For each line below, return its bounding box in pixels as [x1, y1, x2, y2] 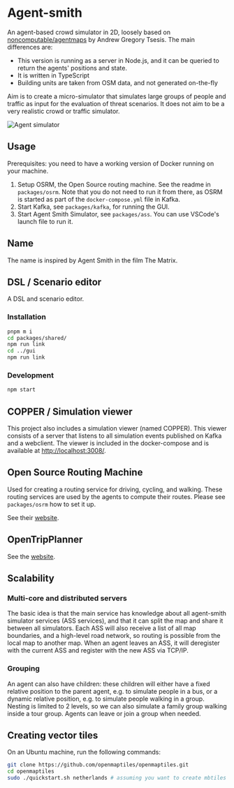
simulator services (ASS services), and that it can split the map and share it [7, 616, 224, 625]
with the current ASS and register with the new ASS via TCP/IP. [7, 646, 189, 655]
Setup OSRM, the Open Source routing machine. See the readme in [17, 180, 211, 188]
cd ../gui [7, 348, 36, 355]
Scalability [7, 572, 54, 584]
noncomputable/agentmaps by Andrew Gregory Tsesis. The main [7, 35, 196, 43]
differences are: [7, 43, 53, 51]
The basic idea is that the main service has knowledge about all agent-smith [7, 609, 227, 618]
